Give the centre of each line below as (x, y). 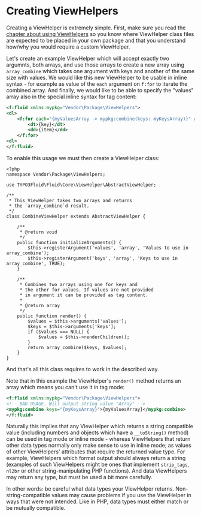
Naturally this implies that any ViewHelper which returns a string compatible (100, 426)
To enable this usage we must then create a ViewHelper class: (83, 158)
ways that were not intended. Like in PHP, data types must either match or (98, 501)
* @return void (39, 232)
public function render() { (52, 316)
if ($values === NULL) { (59, 332)
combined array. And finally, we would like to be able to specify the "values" (100, 90)
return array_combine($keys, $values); (77, 347)
